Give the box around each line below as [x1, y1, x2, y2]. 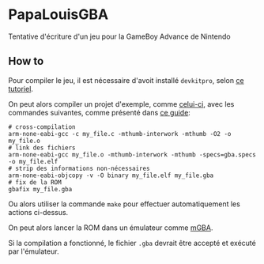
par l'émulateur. [8, 247, 59, 256]
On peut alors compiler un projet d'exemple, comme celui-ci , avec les [8, 99, 235, 108]
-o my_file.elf [8, 157, 58, 165]
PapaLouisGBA [8, 6, 109, 24]
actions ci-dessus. [8, 207, 69, 217]
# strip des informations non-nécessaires [8, 164, 150, 172]
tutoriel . [8, 84, 34, 93]
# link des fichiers [8, 144, 77, 152]
